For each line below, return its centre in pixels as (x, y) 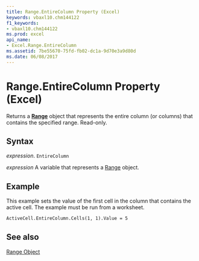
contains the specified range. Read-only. (57, 122)
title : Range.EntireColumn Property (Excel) (63, 12)
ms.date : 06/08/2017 (32, 57)
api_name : (19, 40)
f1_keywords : (23, 23)
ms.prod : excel (25, 34)
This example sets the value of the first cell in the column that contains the (99, 201)
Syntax (20, 141)
